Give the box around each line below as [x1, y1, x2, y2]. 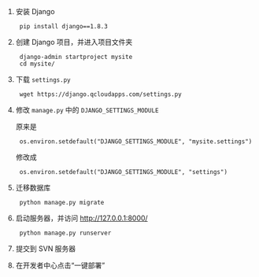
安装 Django [15, 7, 55, 16]
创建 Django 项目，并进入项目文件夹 [15, 38, 133, 46]
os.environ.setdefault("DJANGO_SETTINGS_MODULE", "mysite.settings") [19, 138, 253, 146]
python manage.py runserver [19, 229, 112, 237]
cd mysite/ [19, 60, 55, 68]
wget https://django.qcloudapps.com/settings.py [19, 90, 183, 98]
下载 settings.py [15, 75, 71, 84]
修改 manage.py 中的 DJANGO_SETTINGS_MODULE [15, 105, 159, 114]
